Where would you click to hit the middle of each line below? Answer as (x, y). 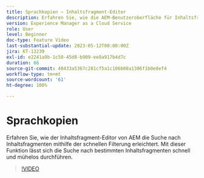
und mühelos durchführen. (39, 157)
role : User (20, 29)
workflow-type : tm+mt (34, 74)
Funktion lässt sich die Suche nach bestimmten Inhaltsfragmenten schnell (98, 150)
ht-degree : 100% (27, 86)
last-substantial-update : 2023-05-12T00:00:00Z (68, 46)
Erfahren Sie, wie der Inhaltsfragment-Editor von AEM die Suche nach (93, 137)
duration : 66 (23, 63)
